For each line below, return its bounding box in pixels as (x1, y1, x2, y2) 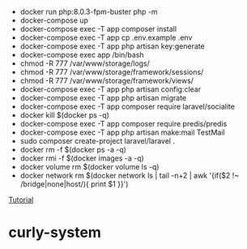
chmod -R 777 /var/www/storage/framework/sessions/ (19, 67, 204, 76)
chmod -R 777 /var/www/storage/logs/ (19, 58, 150, 68)
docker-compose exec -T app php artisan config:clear (19, 84, 201, 94)
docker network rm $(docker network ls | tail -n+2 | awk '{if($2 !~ (19, 170, 240, 180)
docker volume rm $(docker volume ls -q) (19, 162, 160, 171)
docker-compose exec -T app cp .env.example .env (19, 32, 193, 42)
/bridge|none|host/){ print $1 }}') (19, 179, 129, 189)
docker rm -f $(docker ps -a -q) (19, 145, 127, 154)
